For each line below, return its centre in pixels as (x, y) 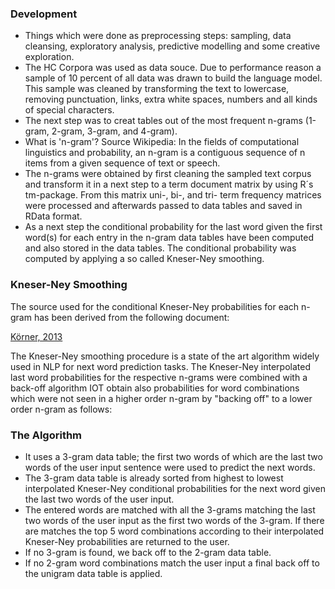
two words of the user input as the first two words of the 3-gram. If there (174, 520)
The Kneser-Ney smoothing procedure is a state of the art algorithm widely (165, 356)
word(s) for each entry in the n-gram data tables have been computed (169, 238)
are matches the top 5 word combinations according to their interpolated (174, 531)
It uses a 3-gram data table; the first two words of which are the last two (173, 456)
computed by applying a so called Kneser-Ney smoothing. (144, 259)
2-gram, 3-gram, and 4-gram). (114, 131)
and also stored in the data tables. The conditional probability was (160, 248)
